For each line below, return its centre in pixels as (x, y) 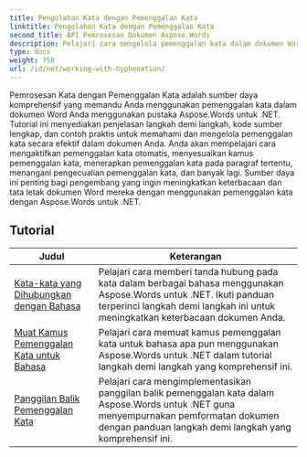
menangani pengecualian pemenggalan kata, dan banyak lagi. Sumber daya (152, 172)
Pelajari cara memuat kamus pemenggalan (190, 332)
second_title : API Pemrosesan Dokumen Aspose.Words (110, 35)
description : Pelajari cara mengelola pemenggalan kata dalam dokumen (147, 43)
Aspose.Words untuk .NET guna (167, 404)
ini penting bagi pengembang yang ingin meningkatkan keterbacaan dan (146, 182)
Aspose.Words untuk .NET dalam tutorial (185, 355)
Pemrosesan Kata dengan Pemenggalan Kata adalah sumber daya (134, 95)
